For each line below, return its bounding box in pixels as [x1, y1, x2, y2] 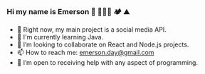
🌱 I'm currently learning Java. [16, 33, 104, 42]
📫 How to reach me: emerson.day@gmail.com [16, 49, 154, 57]
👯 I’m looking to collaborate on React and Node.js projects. [16, 40, 189, 49]
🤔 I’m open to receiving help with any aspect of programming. [16, 58, 199, 67]
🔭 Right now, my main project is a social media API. [16, 25, 167, 34]
